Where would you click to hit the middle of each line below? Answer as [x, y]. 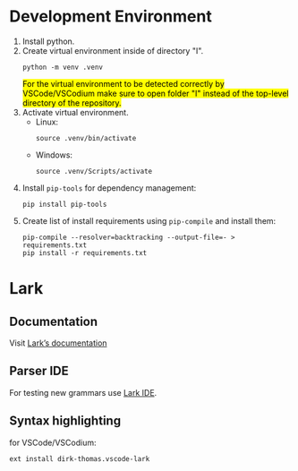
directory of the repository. [72, 103]
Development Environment [111, 17]
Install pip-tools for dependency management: [109, 188]
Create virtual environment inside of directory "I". [113, 50]
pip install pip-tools [64, 204]
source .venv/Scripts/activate [94, 171]
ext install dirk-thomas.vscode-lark [80, 458]
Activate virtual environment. [75, 112]
